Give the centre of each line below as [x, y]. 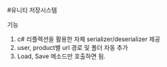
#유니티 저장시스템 [32, 10]
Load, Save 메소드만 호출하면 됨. [61, 56]
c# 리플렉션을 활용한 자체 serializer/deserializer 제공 [89, 39]
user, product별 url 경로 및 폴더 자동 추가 [73, 48]
